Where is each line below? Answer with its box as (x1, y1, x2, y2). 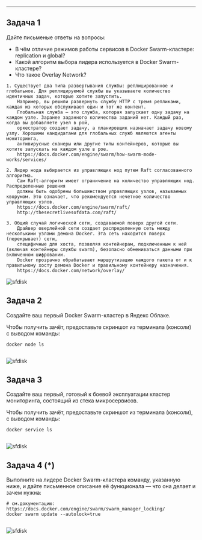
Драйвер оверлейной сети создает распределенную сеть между (17, 225, 171, 231)
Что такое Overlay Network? (14, 71, 87, 78)
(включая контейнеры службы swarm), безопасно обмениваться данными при (6, 246, 192, 252)
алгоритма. (6, 173, 34, 179)
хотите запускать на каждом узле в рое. (6, 146, 109, 152)
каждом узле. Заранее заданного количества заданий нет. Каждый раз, (6, 114, 185, 121)
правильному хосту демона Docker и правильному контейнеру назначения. (6, 262, 189, 268)
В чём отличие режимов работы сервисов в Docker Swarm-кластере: (14, 45, 195, 52)
